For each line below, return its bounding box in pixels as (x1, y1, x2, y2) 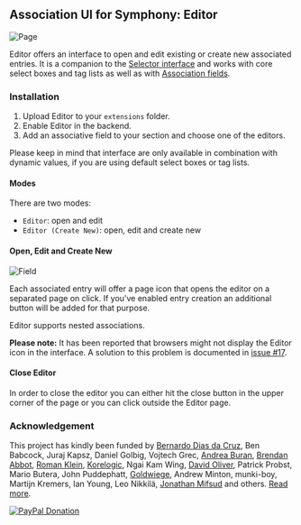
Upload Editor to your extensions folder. (22, 111, 171, 122)
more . (9, 488, 32, 499)
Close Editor (9, 367, 57, 378)
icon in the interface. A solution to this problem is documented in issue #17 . (9, 346, 287, 357)
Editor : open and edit (22, 216, 104, 226)
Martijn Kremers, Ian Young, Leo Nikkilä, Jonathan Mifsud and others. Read (9, 478, 288, 490)
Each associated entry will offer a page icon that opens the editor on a (9, 283, 270, 294)
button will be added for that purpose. (9, 302, 150, 313)
